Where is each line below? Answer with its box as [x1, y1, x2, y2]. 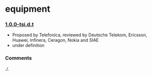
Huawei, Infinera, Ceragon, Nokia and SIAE [12, 37, 99, 43]
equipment [5, 3, 51, 15]
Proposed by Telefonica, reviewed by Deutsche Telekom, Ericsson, [12, 32, 147, 38]
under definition [12, 43, 45, 49]
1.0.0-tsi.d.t [5, 21, 34, 28]
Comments [5, 55, 32, 62]
